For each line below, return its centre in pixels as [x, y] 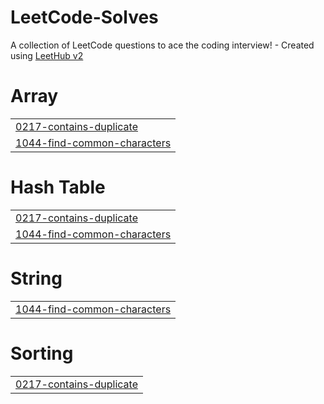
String [36, 278]
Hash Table [58, 187]
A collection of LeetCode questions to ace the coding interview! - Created [162, 45]
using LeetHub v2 [47, 55]
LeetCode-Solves [84, 17]
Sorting [42, 353]
